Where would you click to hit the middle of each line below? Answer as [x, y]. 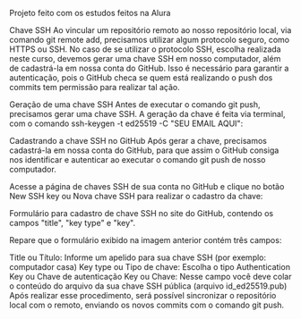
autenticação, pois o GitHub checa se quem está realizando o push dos [141, 78]
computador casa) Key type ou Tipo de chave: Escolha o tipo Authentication [150, 267]
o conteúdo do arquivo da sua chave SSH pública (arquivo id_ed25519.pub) [148, 286]
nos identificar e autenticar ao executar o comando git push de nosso [138, 159]
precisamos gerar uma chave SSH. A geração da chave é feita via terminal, [147, 114]
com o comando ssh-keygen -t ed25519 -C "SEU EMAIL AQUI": [126, 123]
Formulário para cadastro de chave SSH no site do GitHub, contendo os [142, 213]
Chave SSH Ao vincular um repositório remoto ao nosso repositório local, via [150, 30]
